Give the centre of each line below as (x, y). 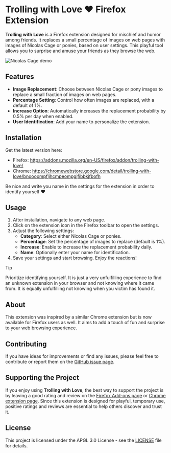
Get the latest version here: (34, 150)
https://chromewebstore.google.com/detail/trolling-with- (92, 171)
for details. (17, 445)
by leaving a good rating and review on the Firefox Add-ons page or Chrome (86, 395)
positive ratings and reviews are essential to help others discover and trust (84, 406)
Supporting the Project (42, 378)
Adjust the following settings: (43, 231)
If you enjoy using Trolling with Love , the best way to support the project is (84, 390)
